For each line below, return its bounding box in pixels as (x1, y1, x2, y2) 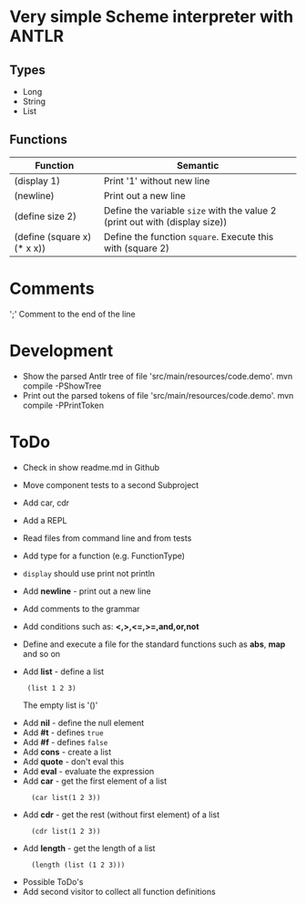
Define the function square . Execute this (103, 230, 274, 243)
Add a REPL (22, 514, 67, 525)
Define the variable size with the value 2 (103, 203, 277, 216)
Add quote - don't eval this (22, 755, 125, 767)
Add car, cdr (22, 497, 70, 508)
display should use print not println (22, 567, 156, 578)
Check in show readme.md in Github (22, 462, 160, 473)
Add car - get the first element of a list (22, 775, 168, 786)
